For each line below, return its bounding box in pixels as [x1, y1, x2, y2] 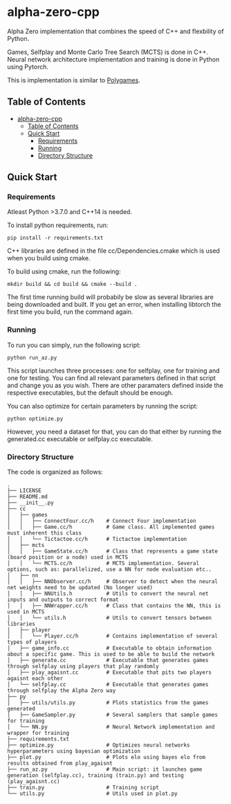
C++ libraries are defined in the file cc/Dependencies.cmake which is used [7, 247, 220, 255]
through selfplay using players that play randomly [7, 663, 159, 670]
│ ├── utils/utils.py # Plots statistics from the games [7, 699, 209, 706]
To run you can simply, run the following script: [7, 341, 141, 349]
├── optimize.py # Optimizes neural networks [7, 742, 190, 749]
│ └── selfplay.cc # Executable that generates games [7, 681, 209, 688]
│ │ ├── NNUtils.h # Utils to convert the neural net [7, 590, 209, 598]
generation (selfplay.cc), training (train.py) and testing [7, 772, 185, 779]
